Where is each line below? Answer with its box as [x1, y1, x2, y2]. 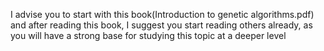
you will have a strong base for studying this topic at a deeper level [10, 30, 287, 41]
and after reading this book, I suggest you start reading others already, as [10, 19, 313, 31]
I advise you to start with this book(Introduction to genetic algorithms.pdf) [10, 9, 315, 20]
